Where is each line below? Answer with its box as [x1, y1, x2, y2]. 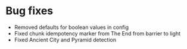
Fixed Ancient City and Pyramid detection [14, 36, 117, 43]
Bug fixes [5, 4, 54, 18]
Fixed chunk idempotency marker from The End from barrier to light [14, 30, 181, 37]
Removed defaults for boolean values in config [14, 24, 129, 31]
